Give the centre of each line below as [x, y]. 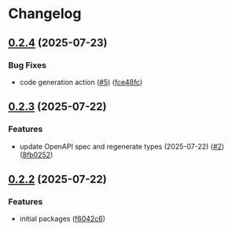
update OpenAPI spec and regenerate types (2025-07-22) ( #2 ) [122, 146]
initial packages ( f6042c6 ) [63, 219]
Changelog [45, 14]
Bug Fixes [28, 65]
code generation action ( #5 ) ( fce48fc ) [81, 82]
